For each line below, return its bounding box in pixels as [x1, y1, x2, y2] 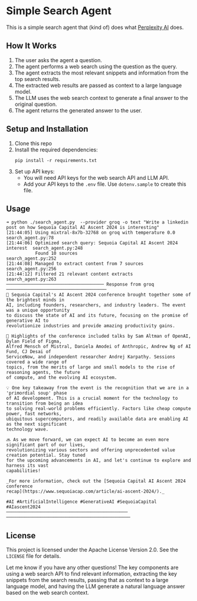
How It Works [6, 41, 57, 51]
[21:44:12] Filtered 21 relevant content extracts [6, 271, 133, 277]
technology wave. [6, 426, 49, 432]
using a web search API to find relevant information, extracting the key [6, 570, 178, 577]
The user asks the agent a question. [14, 56, 102, 63]
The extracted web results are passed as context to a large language [14, 82, 182, 89]
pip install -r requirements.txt [14, 157, 97, 163]
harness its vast [6, 463, 49, 468]
